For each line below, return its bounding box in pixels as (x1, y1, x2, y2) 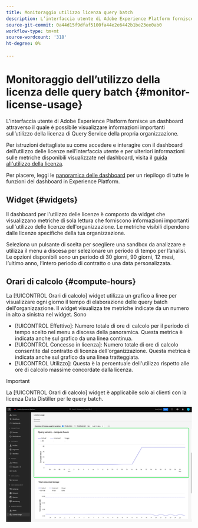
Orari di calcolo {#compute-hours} (6, 277, 137, 287)
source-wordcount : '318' (6, 34, 67, 41)
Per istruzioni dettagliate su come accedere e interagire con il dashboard (6, 141, 183, 148)
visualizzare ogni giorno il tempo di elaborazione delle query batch (6, 298, 168, 306)
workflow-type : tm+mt (6, 28, 60, 34)
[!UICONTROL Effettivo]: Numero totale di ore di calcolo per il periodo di (14, 322, 190, 329)
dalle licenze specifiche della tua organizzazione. (6, 229, 126, 236)
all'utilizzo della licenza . (6, 160, 64, 167)
